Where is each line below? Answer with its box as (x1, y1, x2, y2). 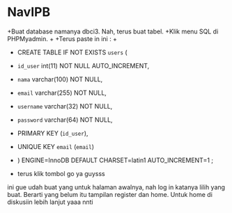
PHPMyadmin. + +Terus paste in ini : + (7, 34, 117, 42)
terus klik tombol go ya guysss (17, 169, 106, 177)
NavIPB (7, 4, 51, 20)
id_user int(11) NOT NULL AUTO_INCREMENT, (17, 61, 150, 70)
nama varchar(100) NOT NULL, (17, 74, 103, 84)
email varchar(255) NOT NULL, (17, 88, 107, 97)
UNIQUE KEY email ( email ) (17, 142, 95, 150)
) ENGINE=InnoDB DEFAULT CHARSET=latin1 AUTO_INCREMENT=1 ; (17, 156, 214, 164)
